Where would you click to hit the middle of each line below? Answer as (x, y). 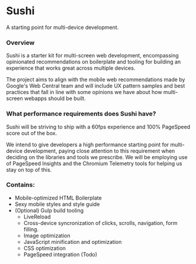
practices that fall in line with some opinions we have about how (84, 92)
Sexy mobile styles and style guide (57, 204)
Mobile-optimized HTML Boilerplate (58, 198)
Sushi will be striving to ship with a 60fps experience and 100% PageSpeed (98, 127)
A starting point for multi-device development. (62, 27)
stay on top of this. (29, 169)
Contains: (21, 185)
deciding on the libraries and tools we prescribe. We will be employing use (97, 157)
